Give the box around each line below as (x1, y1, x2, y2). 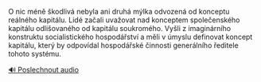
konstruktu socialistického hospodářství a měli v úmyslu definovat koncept (8, 32, 253, 41)
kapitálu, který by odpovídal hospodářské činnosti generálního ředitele (8, 41, 239, 50)
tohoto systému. (8, 49, 62, 58)
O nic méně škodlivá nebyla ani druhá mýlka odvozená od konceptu (8, 7, 230, 16)
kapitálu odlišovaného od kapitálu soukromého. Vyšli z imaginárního (8, 24, 232, 33)
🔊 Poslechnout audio (8, 65, 80, 74)
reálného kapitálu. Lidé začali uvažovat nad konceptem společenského (8, 15, 240, 25)
